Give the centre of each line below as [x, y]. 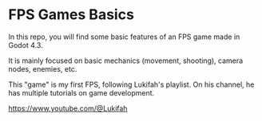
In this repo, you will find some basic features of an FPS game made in [124, 37]
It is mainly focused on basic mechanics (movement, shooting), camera [126, 60]
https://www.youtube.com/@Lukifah [68, 108]
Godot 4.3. [26, 45]
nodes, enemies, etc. [43, 68]
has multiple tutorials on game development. [81, 92]
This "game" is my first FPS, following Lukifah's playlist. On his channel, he [131, 84]
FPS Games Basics [71, 15]
